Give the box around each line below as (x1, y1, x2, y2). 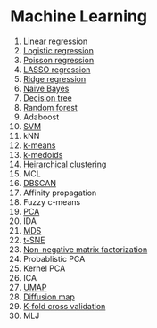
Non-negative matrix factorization (22, 243, 148, 255)
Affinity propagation (22, 187, 97, 198)
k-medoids (22, 149, 63, 160)
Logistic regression (22, 45, 95, 55)
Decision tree (22, 92, 72, 103)
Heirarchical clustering (22, 159, 107, 169)
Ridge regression (22, 73, 87, 84)
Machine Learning (10, 6, 148, 27)
